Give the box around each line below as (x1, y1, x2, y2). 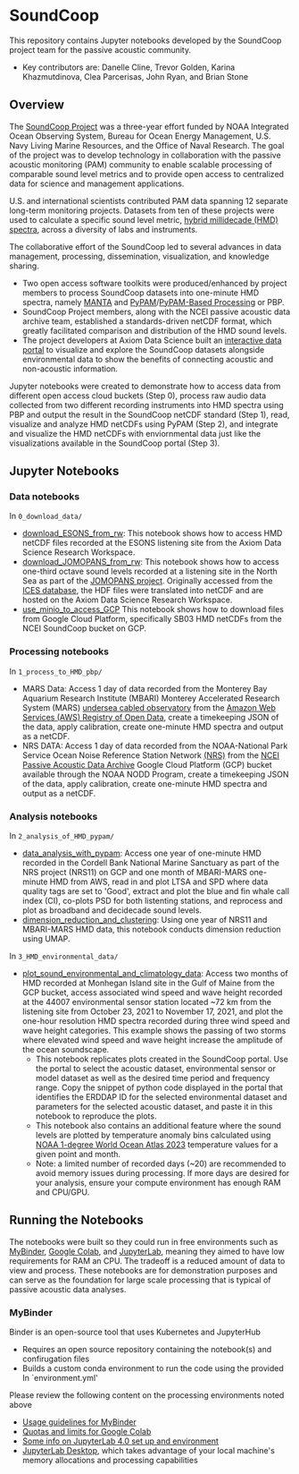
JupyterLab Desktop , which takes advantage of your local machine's (21, 1445, 275, 1456)
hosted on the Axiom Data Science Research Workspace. (21, 594, 233, 605)
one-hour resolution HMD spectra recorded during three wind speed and (21, 1016, 290, 1027)
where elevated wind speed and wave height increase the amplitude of (21, 1035, 284, 1045)
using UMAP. (21, 933, 71, 944)
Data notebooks (9, 490, 80, 503)
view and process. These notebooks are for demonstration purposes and (9, 1265, 278, 1275)
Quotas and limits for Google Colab (21, 1427, 152, 1437)
